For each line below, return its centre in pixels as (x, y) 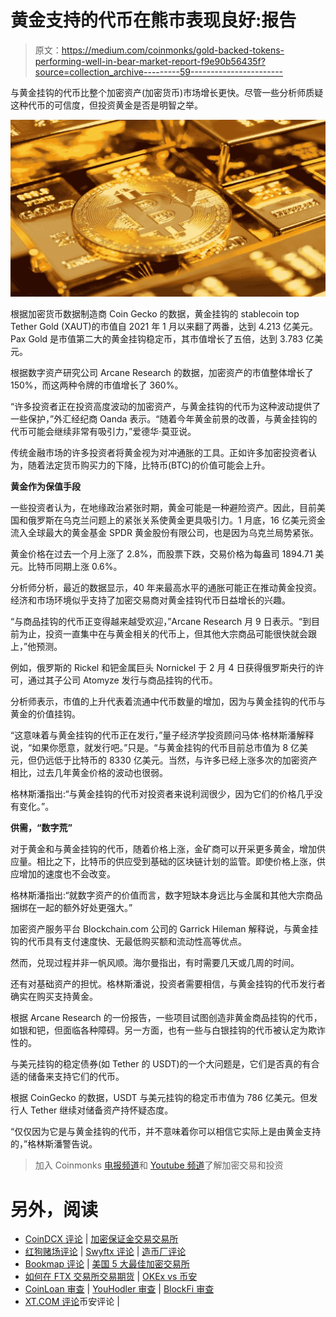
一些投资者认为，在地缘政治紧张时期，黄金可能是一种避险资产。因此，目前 (163, 508)
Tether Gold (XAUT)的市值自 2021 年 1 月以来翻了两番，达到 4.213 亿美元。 (164, 327)
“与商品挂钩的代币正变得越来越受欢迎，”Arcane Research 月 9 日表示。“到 (161, 622)
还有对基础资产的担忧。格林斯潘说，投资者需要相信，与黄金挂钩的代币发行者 (168, 984)
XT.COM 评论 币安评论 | (72, 1302)
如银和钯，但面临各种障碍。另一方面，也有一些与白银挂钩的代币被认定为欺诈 (168, 1030)
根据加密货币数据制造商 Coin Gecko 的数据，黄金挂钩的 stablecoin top (155, 314)
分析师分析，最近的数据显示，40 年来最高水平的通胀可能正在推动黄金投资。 (166, 588)
